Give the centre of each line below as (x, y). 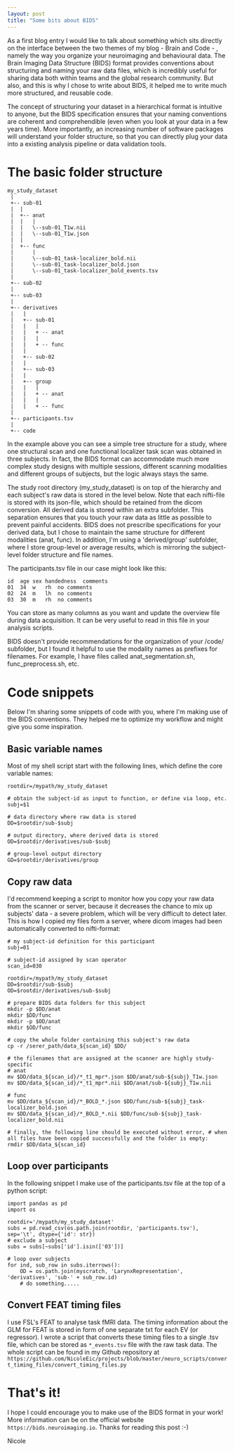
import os (22, 1210)
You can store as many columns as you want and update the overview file (114, 613)
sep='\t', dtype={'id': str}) (52, 1234)
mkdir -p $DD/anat (34, 1009)
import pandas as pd (38, 1203)
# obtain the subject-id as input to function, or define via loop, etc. (117, 799)
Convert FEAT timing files (64, 1305)
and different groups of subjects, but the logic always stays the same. (108, 474)
